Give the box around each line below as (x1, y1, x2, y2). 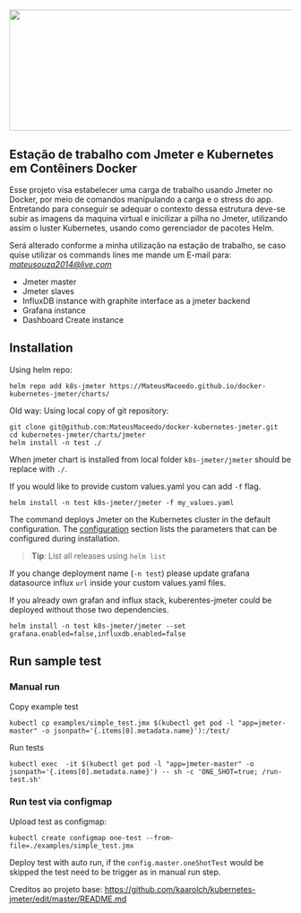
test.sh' (9, 775, 42, 784)
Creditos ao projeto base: (9, 883, 103, 894)
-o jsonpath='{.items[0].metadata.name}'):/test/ (41, 726, 230, 735)
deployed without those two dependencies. (9, 604, 169, 614)
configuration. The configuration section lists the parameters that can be (9, 523, 278, 534)
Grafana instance (21, 305, 87, 316)
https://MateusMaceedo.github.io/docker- (108, 381, 267, 390)
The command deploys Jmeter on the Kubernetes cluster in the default (9, 514, 271, 525)
